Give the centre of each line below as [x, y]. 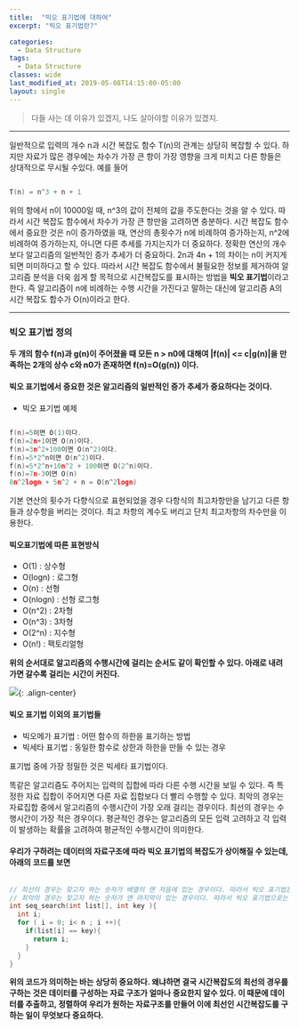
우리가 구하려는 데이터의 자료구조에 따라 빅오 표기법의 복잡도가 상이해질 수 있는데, [149, 851]
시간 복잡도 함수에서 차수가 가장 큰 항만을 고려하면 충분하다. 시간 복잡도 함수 [157, 221]
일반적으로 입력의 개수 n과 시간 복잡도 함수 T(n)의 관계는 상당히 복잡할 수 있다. [145, 145]
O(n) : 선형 [41, 589]
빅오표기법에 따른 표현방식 [54, 544]
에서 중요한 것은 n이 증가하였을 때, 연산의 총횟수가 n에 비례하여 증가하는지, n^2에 [149, 232]
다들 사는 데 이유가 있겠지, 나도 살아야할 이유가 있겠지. [125, 117]
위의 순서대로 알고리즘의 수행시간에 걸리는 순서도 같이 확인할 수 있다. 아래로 [138, 663]
